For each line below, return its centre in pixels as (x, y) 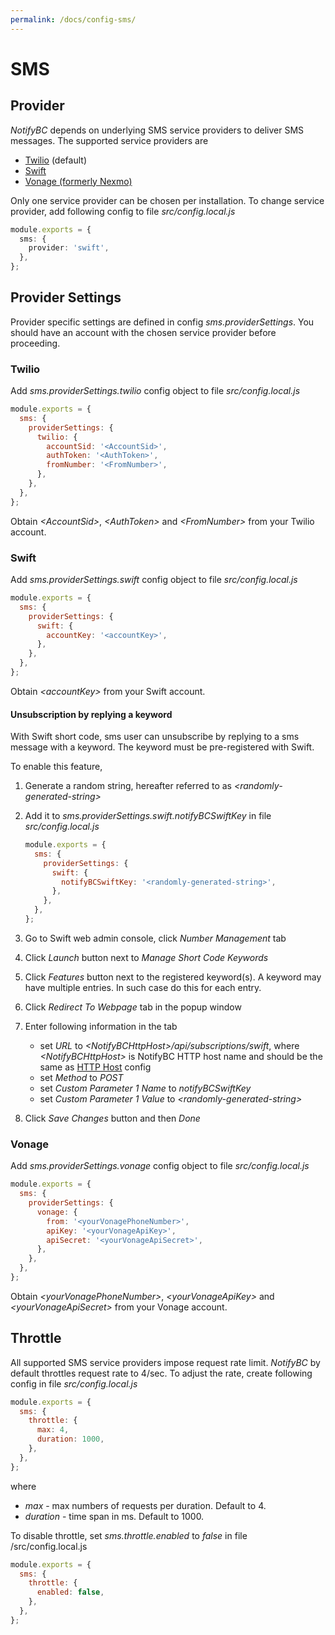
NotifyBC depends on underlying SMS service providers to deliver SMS (157, 130)
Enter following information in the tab (101, 1026)
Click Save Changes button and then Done (112, 1118)
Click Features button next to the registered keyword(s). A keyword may (173, 977)
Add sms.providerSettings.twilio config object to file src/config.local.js (155, 391)
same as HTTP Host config (95, 1067)
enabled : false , (70, 1592)
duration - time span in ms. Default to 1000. (114, 1516)
